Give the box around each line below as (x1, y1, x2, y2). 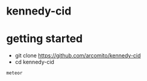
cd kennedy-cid (14, 59, 54, 66)
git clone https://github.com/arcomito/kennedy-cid (14, 52, 141, 59)
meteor (6, 70, 23, 76)
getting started (6, 32, 83, 46)
